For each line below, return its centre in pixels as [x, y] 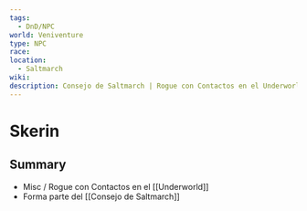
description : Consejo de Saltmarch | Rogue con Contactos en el [134, 86]
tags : [20, 18]
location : [28, 60]
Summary [38, 165]
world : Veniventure [47, 35]
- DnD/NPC [36, 26]
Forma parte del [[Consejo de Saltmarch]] [101, 196]
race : [20, 52]
